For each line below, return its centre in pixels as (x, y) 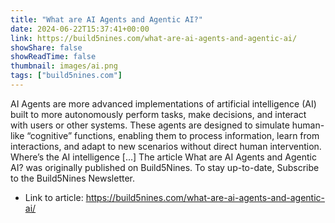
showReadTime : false (53, 57)
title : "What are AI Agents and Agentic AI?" (106, 19)
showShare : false (46, 47)
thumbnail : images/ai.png (64, 66)
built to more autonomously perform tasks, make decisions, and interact (158, 114)
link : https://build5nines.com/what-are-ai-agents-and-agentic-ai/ (154, 38)
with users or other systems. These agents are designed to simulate (150, 125)
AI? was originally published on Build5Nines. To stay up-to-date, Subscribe (165, 167)
